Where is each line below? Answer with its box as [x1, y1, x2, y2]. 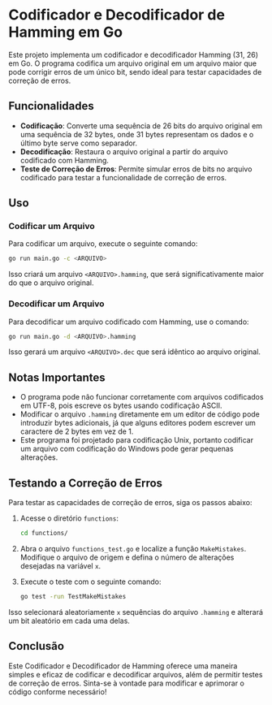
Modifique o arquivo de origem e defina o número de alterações [19, 552, 235, 562]
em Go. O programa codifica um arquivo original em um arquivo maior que [8, 58, 257, 68]
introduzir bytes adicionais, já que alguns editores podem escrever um [19, 418, 256, 428]
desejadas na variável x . [19, 560, 101, 570]
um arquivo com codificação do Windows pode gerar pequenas [19, 444, 234, 454]
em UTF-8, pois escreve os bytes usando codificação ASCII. [19, 400, 222, 411]
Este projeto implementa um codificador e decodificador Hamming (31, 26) [8, 50, 258, 59]
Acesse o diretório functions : [19, 513, 119, 523]
